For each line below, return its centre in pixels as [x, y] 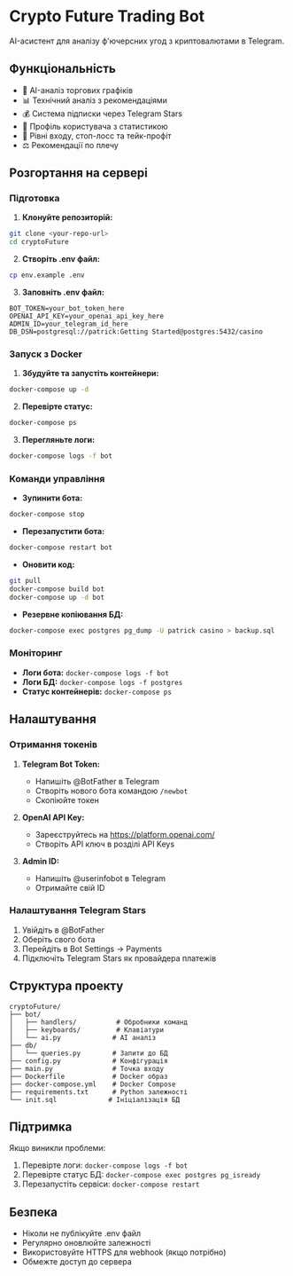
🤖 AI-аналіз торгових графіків [77, 90]
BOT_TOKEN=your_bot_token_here [67, 309]
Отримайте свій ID [70, 887]
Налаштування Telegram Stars [77, 910]
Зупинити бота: [52, 498]
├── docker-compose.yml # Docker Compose [93, 1084]
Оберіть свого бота [58, 939]
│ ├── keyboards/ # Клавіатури [87, 1030]
